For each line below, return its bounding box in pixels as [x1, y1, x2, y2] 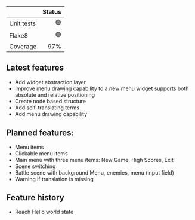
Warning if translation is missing [14, 175, 94, 182]
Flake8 [9, 31, 29, 39]
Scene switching [14, 163, 56, 170]
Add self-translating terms [14, 104, 79, 111]
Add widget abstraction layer [14, 78, 86, 85]
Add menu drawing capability [14, 110, 88, 117]
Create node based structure [14, 97, 86, 105]
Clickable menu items [14, 149, 68, 157]
